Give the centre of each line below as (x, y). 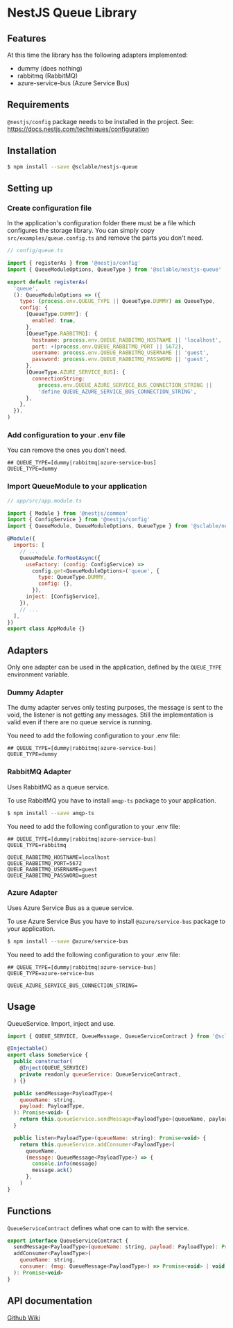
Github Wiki (24, 1318)
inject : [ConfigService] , (63, 597)
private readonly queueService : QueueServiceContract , (101, 1074)
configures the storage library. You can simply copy (81, 231)
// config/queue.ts (35, 251)
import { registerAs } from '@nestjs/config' (74, 263)
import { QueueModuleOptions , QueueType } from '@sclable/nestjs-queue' (114, 269)
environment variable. (38, 674)
